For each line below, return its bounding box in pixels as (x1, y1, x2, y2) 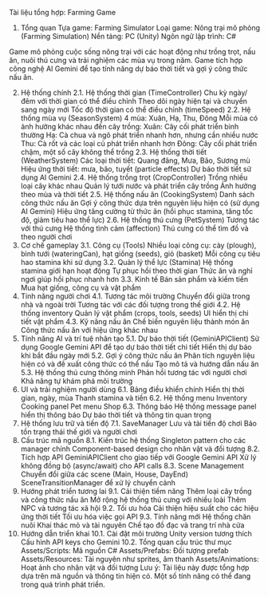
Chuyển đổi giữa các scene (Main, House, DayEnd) (20, 469, 189, 479)
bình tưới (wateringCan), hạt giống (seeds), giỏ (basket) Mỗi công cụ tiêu (20, 249, 261, 259)
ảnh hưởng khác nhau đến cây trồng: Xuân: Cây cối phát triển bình (20, 122, 239, 131)
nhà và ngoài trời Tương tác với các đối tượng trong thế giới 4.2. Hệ (20, 300, 241, 309)
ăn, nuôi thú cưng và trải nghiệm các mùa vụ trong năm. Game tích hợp (9, 56, 243, 65)
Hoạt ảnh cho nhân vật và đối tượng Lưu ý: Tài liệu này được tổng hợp (20, 563, 250, 572)
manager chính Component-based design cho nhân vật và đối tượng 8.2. (20, 444, 260, 453)
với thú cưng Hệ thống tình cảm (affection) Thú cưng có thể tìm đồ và (20, 223, 250, 233)
